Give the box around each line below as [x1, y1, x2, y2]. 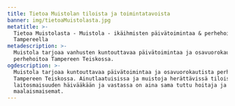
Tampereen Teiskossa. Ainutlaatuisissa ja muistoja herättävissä [13, 75, 208, 82]
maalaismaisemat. [13, 88, 64, 95]
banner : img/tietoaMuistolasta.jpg [7, 17, 111, 24]
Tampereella [13, 36, 49, 43]
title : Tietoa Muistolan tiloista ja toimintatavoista [7, 10, 171, 17]
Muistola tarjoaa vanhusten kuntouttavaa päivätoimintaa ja [13, 50, 192, 56]
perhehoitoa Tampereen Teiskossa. [13, 56, 114, 63]
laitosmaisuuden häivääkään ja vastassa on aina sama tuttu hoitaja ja [13, 82, 227, 89]
